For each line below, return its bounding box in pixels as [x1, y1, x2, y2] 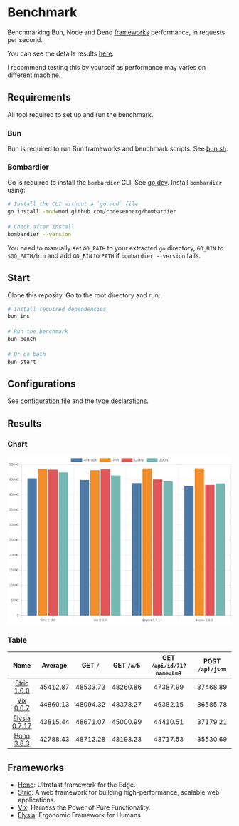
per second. [7, 35, 43, 44]
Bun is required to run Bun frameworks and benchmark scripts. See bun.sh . [7, 144, 229, 153]
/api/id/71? [151, 662, 186, 669]
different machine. [7, 71, 61, 79]
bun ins [7, 313, 31, 320]
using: [7, 186, 26, 195]
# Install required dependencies [7, 305, 107, 312]
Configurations [7, 377, 76, 389]
